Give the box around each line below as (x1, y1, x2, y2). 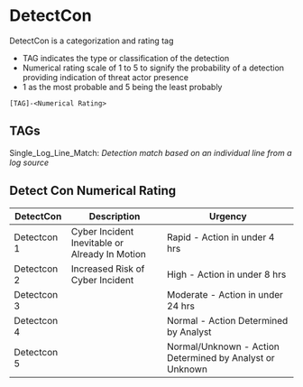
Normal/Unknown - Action (166, 340, 280, 353)
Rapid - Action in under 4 (166, 231, 275, 244)
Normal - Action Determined (166, 314, 289, 327)
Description (88, 209, 141, 222)
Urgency (208, 209, 247, 222)
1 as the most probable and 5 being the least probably (22, 81, 223, 92)
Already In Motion (70, 247, 147, 260)
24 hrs (166, 299, 196, 312)
